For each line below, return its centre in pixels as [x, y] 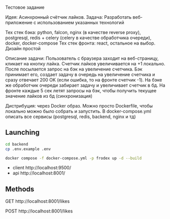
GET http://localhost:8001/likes [38, 201]
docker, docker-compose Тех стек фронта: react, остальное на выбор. [80, 43]
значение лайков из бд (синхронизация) [49, 96]
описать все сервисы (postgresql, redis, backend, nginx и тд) [71, 117]
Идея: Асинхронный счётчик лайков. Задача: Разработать [69, 17]
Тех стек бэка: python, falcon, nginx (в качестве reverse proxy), [73, 32]
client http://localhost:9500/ [42, 168]
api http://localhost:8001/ [39, 173]
